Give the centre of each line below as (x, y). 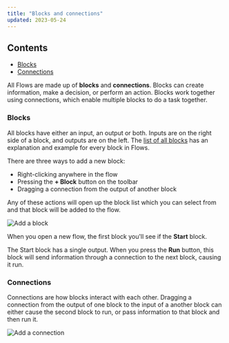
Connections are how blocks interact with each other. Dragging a (99, 297)
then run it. (22, 319)
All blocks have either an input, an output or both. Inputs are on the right (109, 133)
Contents (28, 48)
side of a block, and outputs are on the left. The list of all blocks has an (108, 140)
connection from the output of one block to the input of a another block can (114, 304)
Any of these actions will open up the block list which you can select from (112, 202)
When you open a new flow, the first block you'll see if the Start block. (107, 236)
